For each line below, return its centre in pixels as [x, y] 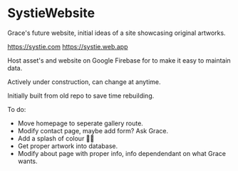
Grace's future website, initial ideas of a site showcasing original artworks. [117, 33]
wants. [27, 161]
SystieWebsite [51, 13]
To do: [17, 109]
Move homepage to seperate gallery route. [81, 123]
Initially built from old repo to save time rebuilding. [81, 95]
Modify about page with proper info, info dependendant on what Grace [122, 153]
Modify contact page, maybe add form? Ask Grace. [93, 130]
